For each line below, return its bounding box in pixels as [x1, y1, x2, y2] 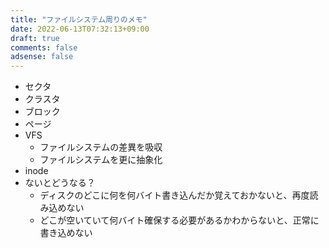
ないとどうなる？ [24, 177, 96, 189]
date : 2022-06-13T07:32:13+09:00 [10, 24, 150, 34]
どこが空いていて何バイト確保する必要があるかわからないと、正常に [39, 214, 320, 226]
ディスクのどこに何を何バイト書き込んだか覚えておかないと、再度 [39, 189, 310, 201]
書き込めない [39, 227, 93, 239]
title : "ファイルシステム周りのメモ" [10, 14, 148, 25]
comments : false [10, 42, 78, 53]
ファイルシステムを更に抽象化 [39, 154, 163, 166]
